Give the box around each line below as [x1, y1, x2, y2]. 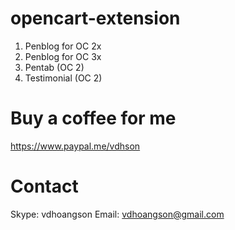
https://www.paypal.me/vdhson [10, 140, 141, 152]
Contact [10, 175, 79, 198]
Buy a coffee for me [10, 107, 177, 130]
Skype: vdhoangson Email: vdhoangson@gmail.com [10, 208, 225, 220]
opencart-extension [10, 7, 181, 30]
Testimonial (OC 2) [24, 72, 103, 84]
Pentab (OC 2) [24, 61, 85, 73]
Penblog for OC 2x [24, 40, 102, 52]
